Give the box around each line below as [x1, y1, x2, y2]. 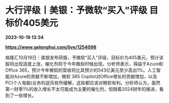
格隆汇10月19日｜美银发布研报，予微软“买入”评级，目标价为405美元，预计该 [5, 54, 164, 61]
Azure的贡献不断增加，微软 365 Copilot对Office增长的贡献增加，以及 [14, 73, 157, 79]
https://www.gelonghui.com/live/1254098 [5, 44, 97, 50]
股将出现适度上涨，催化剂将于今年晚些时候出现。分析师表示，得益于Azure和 [5, 61, 163, 67]
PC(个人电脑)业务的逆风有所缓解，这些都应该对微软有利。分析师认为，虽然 [5, 79, 160, 86]
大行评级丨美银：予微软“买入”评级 [5, 5, 148, 16]
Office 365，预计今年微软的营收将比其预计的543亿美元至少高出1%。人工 [5, 67, 157, 73]
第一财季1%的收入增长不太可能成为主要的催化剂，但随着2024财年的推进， [5, 86, 160, 92]
